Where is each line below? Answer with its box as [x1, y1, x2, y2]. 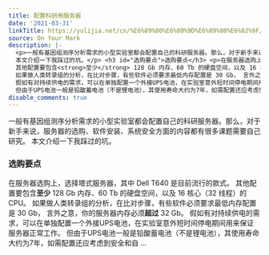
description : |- [8, 42, 62, 50]
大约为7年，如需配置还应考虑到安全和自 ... [8, 237, 147, 248]
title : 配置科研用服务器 [8, 11, 82, 20]
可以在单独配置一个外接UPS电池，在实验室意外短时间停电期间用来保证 [22, 217, 255, 228]
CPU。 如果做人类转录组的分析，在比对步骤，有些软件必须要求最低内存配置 [8, 197, 257, 208]
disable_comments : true [8, 94, 88, 102]
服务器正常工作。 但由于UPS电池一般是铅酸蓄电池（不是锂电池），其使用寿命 [8, 228, 260, 237]
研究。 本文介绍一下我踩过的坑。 [8, 137, 116, 146]
